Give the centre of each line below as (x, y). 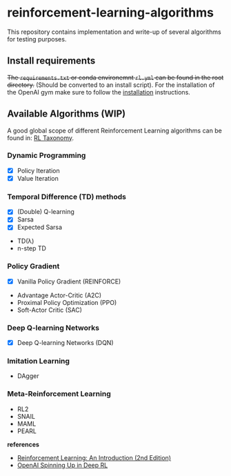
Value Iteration (38, 178)
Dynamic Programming (47, 155)
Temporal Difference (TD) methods (67, 197)
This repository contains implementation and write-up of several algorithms (114, 32)
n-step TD (32, 248)
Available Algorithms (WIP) (67, 114)
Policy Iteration (38, 170)
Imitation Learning (39, 361)
